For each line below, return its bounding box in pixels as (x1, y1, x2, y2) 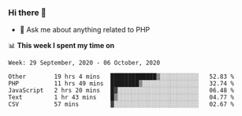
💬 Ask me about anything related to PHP (19, 25, 151, 35)
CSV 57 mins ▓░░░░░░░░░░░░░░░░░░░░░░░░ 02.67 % (8, 100, 235, 109)
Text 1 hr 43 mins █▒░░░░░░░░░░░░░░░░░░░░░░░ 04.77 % (8, 94, 235, 102)
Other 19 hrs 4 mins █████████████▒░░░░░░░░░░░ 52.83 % (8, 73, 235, 81)
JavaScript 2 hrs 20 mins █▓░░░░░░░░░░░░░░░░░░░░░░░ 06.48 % (8, 87, 235, 95)
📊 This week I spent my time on (8, 41, 115, 51)
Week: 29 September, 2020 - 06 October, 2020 (8, 59, 160, 67)
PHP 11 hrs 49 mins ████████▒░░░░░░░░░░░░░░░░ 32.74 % (8, 80, 235, 88)
